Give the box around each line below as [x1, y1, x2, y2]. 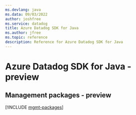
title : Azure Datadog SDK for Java [5, 26, 79, 31]
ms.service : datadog [5, 21, 48, 26]
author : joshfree [5, 16, 41, 21]
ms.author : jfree [5, 30, 41, 35]
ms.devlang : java [5, 7, 41, 12]
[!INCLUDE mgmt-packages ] [5, 104, 64, 110]
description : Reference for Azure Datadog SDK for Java [5, 40, 123, 45]
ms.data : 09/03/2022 [5, 12, 48, 17]
